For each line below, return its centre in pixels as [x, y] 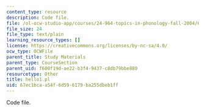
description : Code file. [38, 18]
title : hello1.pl [28, 79]
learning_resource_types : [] [43, 40]
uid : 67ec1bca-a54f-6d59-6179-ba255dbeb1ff [63, 86]
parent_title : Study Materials [46, 57]
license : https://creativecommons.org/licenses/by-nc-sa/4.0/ [87, 46]
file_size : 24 [24, 29]
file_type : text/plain [35, 35]
